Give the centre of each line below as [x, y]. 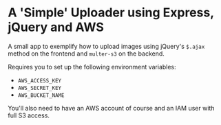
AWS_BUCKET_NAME [41, 95]
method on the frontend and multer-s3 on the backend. [86, 54]
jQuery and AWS [56, 27]
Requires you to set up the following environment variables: [92, 67]
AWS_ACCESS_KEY [40, 80]
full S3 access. [29, 115]
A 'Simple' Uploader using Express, [111, 13]
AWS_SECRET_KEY [40, 88]
